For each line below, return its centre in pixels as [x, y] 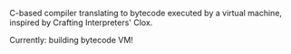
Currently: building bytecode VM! [72, 40]
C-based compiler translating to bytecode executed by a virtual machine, [146, 13]
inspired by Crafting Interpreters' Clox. [81, 22]
